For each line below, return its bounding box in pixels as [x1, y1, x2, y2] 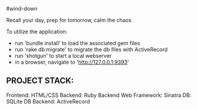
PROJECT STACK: [6, 76, 74, 86]
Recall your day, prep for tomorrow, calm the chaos [6, 17, 132, 23]
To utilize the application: [6, 28, 68, 35]
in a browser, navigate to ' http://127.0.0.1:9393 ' [14, 59, 129, 65]
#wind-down [6, 5, 37, 12]
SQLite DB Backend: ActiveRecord [6, 98, 90, 105]
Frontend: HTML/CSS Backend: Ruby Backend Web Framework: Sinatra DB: [6, 92, 192, 99]
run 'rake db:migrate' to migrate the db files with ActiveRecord [14, 46, 168, 53]
